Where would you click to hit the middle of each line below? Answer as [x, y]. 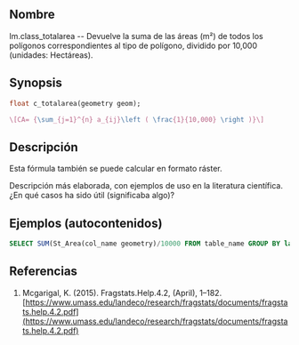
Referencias [44, 272]
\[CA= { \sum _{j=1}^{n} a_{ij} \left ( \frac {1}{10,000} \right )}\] [137, 119]
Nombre [32, 15]
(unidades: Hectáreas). [51, 55]
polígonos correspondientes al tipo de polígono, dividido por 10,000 [133, 45]
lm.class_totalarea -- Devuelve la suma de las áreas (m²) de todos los [137, 36]
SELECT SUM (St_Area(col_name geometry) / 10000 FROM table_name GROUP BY [145, 244]
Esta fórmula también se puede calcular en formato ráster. [116, 169]
